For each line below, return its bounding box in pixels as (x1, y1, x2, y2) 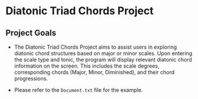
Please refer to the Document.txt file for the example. (14, 87, 143, 93)
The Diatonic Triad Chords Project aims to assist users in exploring (14, 43, 177, 50)
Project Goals (5, 28, 57, 38)
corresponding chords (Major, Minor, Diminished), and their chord (14, 69, 175, 75)
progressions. (14, 75, 48, 82)
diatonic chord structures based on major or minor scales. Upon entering (14, 50, 193, 57)
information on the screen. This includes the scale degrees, (14, 62, 159, 69)
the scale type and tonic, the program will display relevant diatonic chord (14, 56, 192, 63)
